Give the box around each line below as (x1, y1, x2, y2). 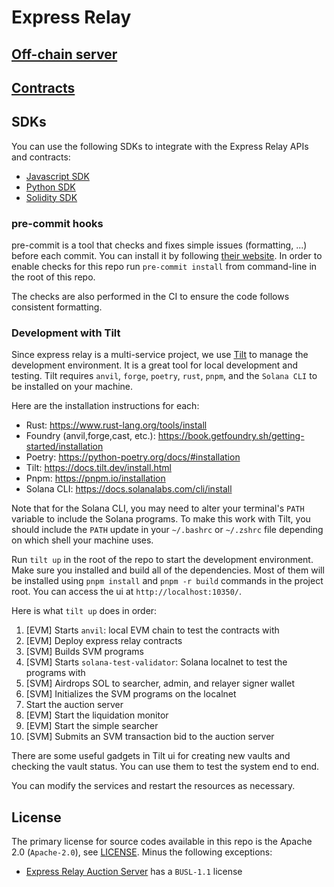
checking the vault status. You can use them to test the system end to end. (11, 761, 320, 773)
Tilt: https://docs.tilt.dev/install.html (25, 462, 172, 474)
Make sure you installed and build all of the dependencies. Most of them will (11, 564, 325, 576)
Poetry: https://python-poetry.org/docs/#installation (25, 451, 241, 463)
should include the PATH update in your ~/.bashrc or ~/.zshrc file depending (11, 524, 324, 536)
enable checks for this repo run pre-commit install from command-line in (11, 261, 318, 273)
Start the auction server (25, 699, 124, 711)
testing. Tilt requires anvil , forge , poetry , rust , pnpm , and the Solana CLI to (11, 370, 318, 382)
